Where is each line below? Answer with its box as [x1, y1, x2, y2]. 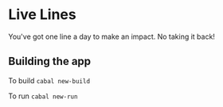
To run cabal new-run [8, 91, 78, 101]
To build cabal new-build [8, 75, 90, 85]
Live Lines [8, 6, 77, 24]
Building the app [8, 55, 92, 68]
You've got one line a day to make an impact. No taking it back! [8, 32, 215, 41]
